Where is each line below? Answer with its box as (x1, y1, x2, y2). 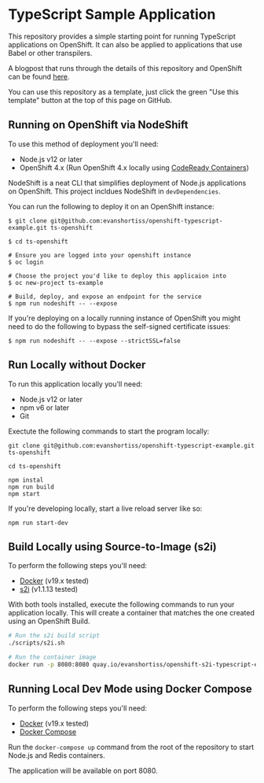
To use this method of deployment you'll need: (8, 139, 159, 149)
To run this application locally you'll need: (8, 379, 143, 389)
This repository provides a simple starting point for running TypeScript (8, 31, 236, 41)
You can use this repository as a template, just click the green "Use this (8, 87, 240, 96)
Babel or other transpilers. (8, 48, 93, 57)
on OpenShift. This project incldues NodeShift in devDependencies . (8, 187, 222, 196)
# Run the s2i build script (8, 632, 101, 640)
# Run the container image (8, 653, 97, 662)
